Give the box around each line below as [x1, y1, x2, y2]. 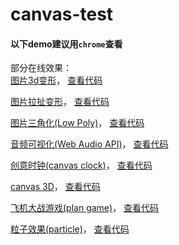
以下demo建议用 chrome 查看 [10, 38, 123, 50]
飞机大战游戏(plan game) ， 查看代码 [10, 202, 160, 214]
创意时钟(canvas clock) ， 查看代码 [10, 159, 153, 172]
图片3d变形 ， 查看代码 [10, 74, 103, 87]
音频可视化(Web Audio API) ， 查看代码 [10, 138, 169, 150]
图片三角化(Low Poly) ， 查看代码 [10, 117, 145, 129]
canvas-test [10, 3, 114, 26]
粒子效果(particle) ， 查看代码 [10, 223, 130, 235]
